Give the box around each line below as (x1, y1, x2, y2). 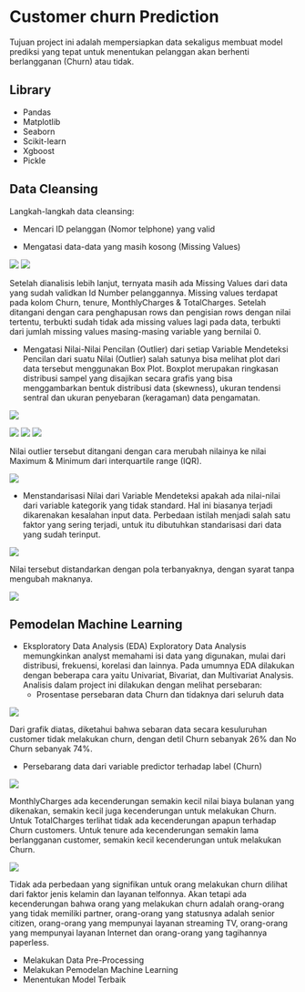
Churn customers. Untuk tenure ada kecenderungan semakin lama (9, 825, 259, 836)
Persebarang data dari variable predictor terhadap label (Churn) (22, 761, 262, 772)
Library (9, 82, 52, 98)
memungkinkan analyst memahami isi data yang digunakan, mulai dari (22, 650, 286, 662)
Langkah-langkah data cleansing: (9, 205, 135, 216)
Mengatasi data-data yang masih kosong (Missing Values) (22, 241, 241, 252)
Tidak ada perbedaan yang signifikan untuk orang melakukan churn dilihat (9, 879, 289, 890)
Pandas (22, 107, 52, 118)
